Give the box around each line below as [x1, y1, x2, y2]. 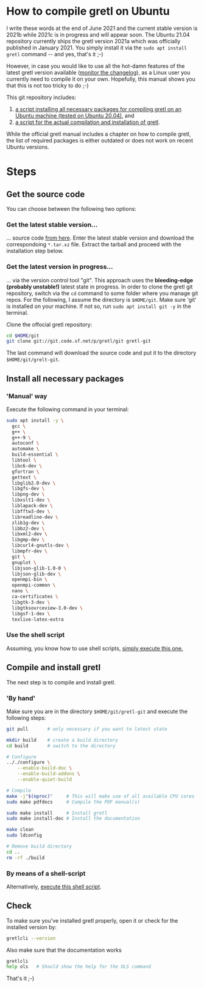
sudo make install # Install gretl [6, 810, 108, 816]
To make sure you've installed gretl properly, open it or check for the [6, 917, 178, 924]
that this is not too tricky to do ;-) [6, 81, 90, 89]
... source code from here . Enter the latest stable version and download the [6, 234, 194, 242]
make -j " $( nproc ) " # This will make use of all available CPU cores [6, 793, 195, 799]
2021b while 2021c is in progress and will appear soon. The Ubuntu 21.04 [6, 31, 190, 38]
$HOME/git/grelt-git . [6, 356, 60, 363]
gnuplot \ [12, 559, 37, 566]
